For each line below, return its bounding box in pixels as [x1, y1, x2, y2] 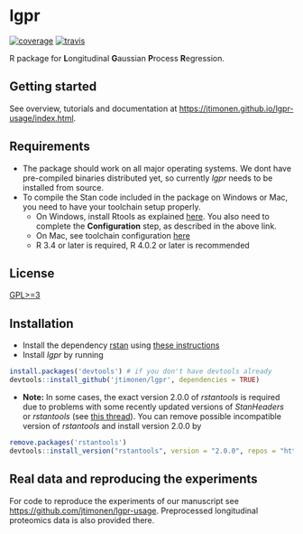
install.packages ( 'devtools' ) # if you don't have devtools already [9, 367, 272, 376]
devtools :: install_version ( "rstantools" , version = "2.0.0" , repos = [9, 446, 277, 455]
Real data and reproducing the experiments [9, 472, 259, 487]
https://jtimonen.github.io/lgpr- [179, 103, 294, 114]
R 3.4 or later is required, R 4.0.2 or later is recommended [35, 239, 250, 250]
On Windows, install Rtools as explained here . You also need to [35, 211, 271, 221]
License [9, 266, 55, 281]
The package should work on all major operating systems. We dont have [22, 163, 291, 173]
